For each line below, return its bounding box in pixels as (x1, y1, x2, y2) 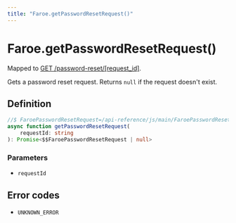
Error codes (7, 189, 60, 201)
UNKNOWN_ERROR (17, 209, 59, 216)
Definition (7, 98, 51, 110)
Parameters (7, 153, 48, 163)
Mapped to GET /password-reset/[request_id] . (7, 64, 142, 72)
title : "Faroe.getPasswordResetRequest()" (7, 10, 133, 18)
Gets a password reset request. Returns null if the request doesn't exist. (7, 77, 218, 86)
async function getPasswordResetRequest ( (7, 123, 131, 130)
